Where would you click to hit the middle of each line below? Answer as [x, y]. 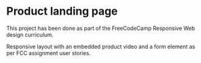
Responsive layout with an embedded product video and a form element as [101, 46]
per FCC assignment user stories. [49, 53]
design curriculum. [30, 34]
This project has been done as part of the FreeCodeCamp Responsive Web [101, 28]
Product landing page [62, 11]
